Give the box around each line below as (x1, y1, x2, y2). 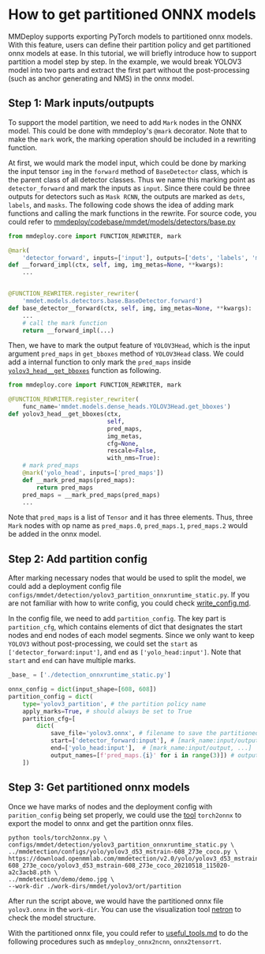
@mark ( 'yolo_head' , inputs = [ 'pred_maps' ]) (22, 469, 164, 477)
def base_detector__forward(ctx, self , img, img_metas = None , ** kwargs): (8, 304, 252, 312)
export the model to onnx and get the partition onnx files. (8, 818, 193, 828)
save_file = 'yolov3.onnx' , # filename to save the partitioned (50, 730, 259, 737)
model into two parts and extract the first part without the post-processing (8, 65, 250, 74)
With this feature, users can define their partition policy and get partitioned (8, 40, 251, 49)
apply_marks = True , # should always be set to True (22, 707, 192, 715)
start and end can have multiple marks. (8, 656, 136, 666)
